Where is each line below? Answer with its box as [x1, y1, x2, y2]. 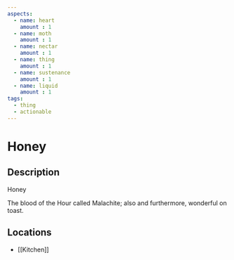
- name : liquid [13, 82, 58, 89]
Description [7, 167, 60, 178]
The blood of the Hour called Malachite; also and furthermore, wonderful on [7, 198, 227, 207]
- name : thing [13, 56, 55, 63]
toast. [7, 206, 24, 214]
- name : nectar [13, 43, 58, 50]
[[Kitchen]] [17, 245, 49, 254]
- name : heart [13, 17, 55, 24]
